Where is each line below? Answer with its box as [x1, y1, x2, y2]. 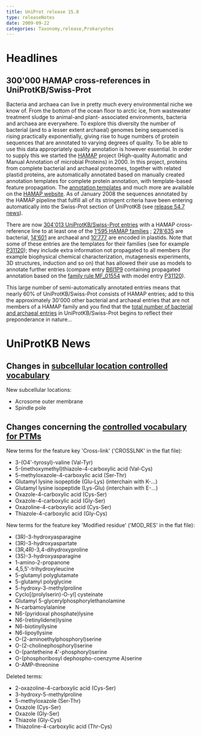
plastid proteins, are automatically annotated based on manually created [6, 171, 185, 178]
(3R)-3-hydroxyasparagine [14, 533, 82, 540]
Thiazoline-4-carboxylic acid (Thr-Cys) [14, 723, 112, 730]
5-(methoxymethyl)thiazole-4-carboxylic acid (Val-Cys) [14, 465, 153, 472]
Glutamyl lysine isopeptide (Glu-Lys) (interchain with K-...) [14, 478, 158, 485]
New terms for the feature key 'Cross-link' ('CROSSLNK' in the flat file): [6, 447, 182, 454]
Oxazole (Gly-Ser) [14, 710, 60, 717]
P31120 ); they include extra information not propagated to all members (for [6, 247, 191, 254]
